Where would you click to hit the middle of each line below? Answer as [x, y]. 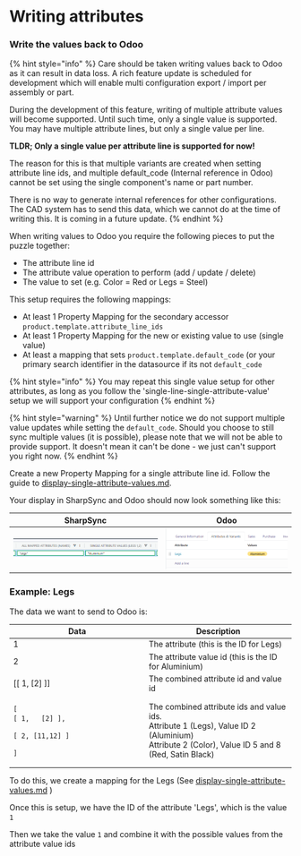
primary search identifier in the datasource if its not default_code [142, 364]
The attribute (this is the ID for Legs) [215, 644]
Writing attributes [77, 17]
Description [218, 631]
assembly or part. [42, 92]
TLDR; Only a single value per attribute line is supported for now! [132, 146]
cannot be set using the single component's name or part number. [131, 183]
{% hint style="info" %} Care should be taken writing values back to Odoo [146, 64]
